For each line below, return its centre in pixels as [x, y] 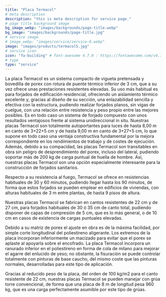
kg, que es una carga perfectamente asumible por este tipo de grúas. [76, 290]
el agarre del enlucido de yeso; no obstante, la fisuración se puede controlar [83, 254]
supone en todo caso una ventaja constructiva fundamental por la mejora [80, 136]
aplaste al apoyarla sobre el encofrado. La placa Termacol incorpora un [78, 243]
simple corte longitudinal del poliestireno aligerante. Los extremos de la [78, 233]
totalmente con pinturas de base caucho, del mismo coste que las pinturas [81, 259]
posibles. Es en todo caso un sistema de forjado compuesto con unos [76, 115]
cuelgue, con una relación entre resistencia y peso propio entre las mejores [82, 110]
